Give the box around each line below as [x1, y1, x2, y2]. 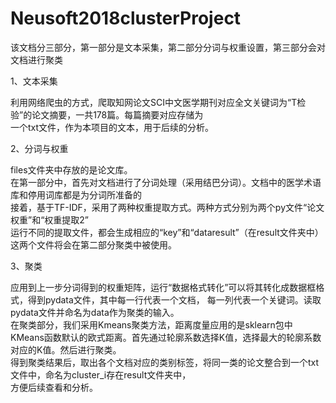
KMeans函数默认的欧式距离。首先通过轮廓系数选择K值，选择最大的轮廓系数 [10, 331, 322, 343]
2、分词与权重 [10, 142, 69, 154]
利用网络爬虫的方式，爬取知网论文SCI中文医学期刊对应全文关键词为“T [10, 96, 298, 108]
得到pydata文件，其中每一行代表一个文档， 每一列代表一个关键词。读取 [27, 293, 322, 306]
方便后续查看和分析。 [10, 381, 98, 393]
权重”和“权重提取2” [10, 213, 90, 226]
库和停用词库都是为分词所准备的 [10, 188, 142, 201]
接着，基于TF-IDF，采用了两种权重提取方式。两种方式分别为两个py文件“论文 [10, 201, 325, 213]
